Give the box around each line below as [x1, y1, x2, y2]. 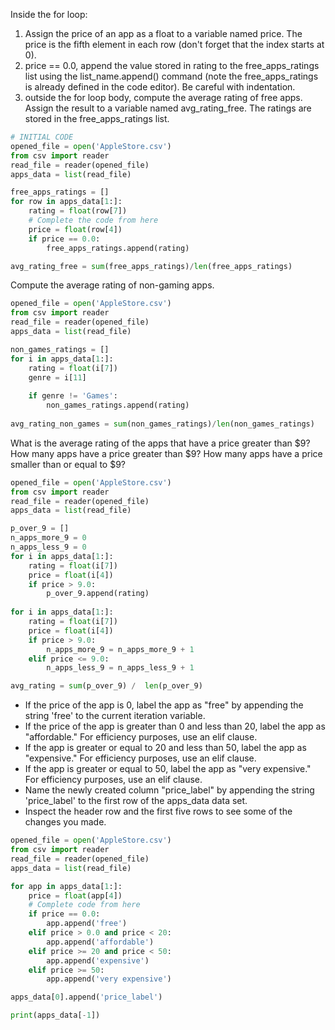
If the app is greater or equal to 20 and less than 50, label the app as [24, 742, 307, 754]
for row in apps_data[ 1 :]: [10, 197, 123, 207]
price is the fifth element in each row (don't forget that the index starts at [24, 39, 325, 50]
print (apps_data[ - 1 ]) [10, 1010, 101, 1021]
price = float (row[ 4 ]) [28, 224, 123, 234]
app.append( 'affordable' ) [46, 937, 155, 947]
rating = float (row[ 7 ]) [28, 206, 128, 216]
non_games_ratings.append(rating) [46, 400, 190, 411]
